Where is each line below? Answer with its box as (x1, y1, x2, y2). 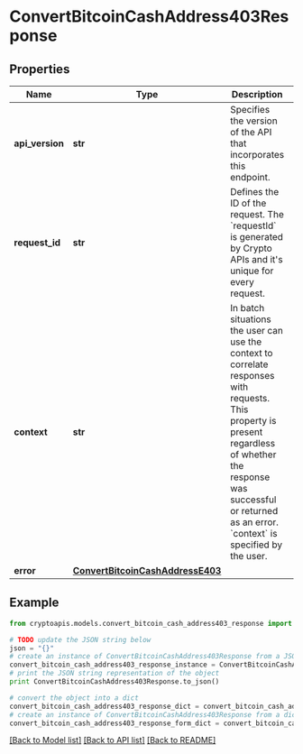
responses (229, 370, 275, 382)
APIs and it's (229, 253, 283, 265)
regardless (229, 437, 276, 449)
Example (9, 595, 60, 611)
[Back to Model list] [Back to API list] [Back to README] (9, 735, 216, 746)
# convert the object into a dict (9, 693, 140, 703)
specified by (229, 538, 282, 551)
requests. (229, 392, 271, 404)
